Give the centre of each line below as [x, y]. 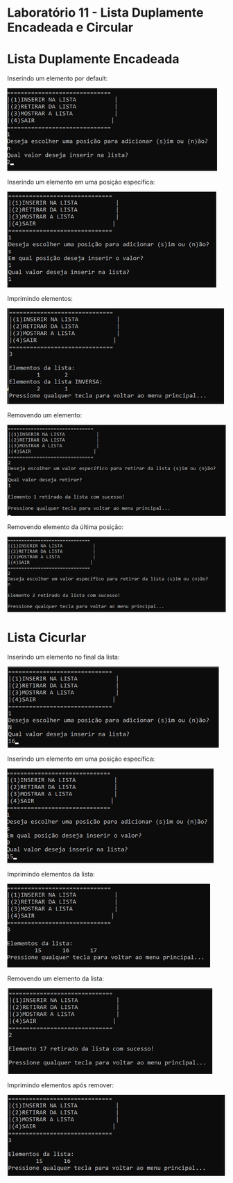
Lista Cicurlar [47, 638]
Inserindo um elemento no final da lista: [63, 657]
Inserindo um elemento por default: [58, 78]
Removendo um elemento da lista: [56, 978]
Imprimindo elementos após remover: [61, 1085]
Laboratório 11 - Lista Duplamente [105, 13]
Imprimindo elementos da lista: [51, 874]
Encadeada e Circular [70, 27]
